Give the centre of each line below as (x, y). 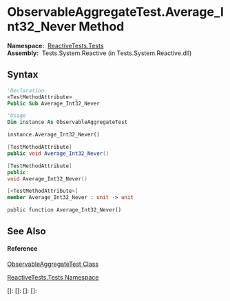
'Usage (17, 116)
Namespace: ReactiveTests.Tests (55, 45)
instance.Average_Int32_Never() (53, 135)
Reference (22, 249)
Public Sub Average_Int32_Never (53, 103)
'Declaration (26, 90)
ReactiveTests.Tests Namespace (53, 277)
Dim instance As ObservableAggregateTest (67, 122)
